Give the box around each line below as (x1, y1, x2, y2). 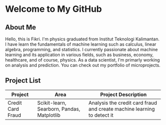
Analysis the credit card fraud (88, 99, 157, 106)
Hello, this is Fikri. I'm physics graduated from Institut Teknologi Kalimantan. (5, 36, 160, 42)
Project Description (100, 91, 147, 98)
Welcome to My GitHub (5, 3, 102, 15)
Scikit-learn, (37, 99, 67, 106)
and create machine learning (88, 105, 155, 112)
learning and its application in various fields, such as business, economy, (5, 52, 154, 58)
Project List (5, 76, 41, 85)
